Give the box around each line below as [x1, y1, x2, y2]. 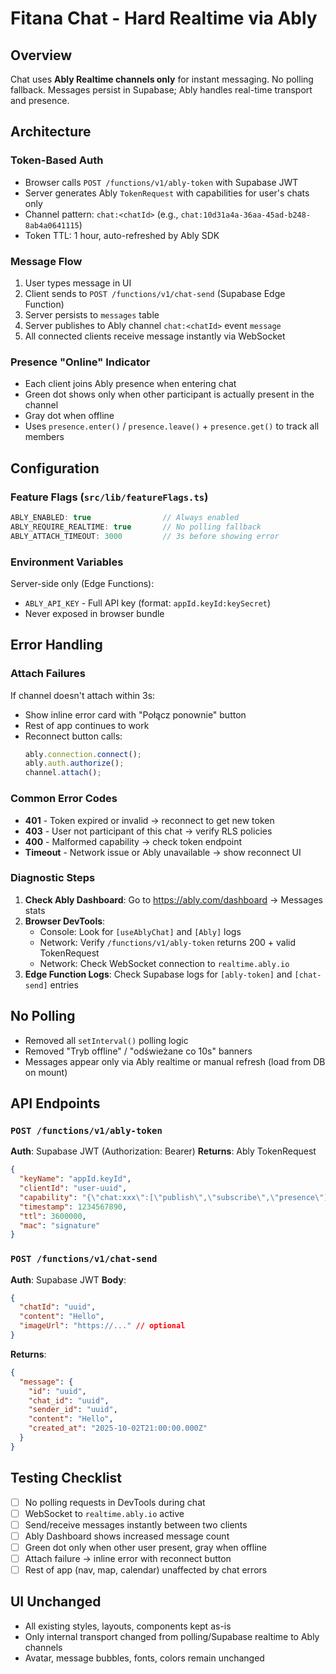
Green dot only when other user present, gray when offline [24, 1541, 267, 1553]
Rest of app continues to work [24, 719, 150, 731]
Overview [10, 47, 73, 64]
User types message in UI [24, 277, 132, 289]
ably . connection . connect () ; [24, 749, 142, 759]
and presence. [10, 95, 70, 106]
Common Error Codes [10, 792, 118, 806]
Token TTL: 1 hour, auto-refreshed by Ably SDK [24, 229, 220, 241]
